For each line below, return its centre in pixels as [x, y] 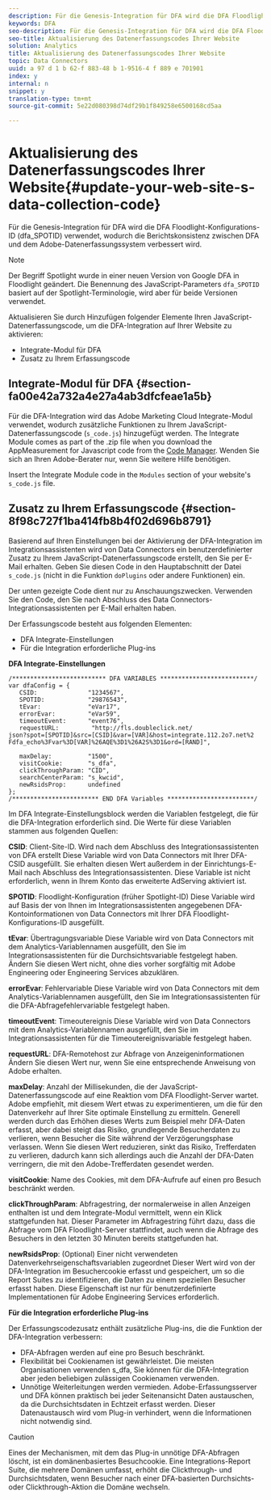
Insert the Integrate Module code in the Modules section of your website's [130, 475]
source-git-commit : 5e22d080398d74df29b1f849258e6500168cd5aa [115, 106]
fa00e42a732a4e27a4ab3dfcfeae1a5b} [110, 397]
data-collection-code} [85, 205]
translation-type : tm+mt [50, 99]
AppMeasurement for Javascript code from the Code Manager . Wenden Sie [134, 450]
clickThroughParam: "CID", [65, 770]
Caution [21, 1437]
